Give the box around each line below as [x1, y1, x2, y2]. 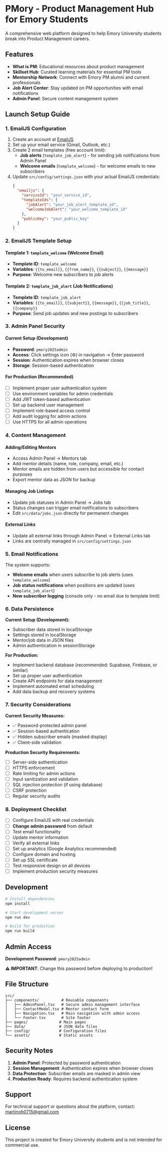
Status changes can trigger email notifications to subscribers [12, 505, 139, 511]
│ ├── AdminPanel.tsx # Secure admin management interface [5, 1002, 140, 1007]
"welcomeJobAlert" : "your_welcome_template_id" [26, 207, 127, 212]
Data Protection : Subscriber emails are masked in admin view [12, 1070, 140, 1076]
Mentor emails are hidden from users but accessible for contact [12, 466, 144, 472]
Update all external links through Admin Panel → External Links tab [12, 532, 150, 538]
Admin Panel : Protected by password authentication [12, 1060, 121, 1066]
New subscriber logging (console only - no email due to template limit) [12, 593, 160, 599]
